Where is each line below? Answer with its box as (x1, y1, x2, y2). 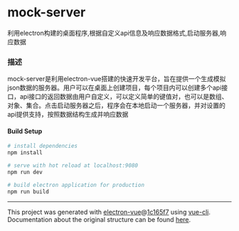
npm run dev (7, 168, 43, 176)
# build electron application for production (7, 181, 144, 188)
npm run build (7, 188, 50, 195)
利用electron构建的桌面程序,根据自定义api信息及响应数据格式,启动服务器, (7, 28, 221, 37)
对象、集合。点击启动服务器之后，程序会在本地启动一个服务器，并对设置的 (7, 101, 225, 110)
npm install (7, 149, 43, 156)
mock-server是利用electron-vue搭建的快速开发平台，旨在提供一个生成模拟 (7, 75, 226, 83)
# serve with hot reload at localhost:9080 (7, 162, 139, 169)
